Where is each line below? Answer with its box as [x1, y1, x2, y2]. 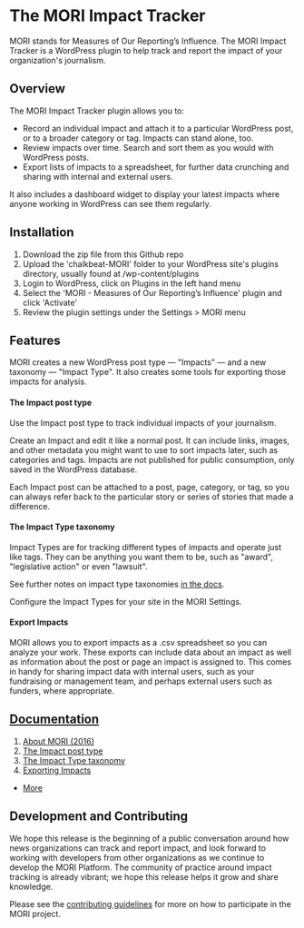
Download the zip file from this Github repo [22, 249, 184, 260]
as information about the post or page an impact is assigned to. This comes [9, 656, 292, 667]
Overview [9, 81, 66, 96]
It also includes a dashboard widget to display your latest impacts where [9, 188, 279, 200]
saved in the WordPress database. [9, 464, 138, 475]
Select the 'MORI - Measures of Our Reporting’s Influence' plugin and [22, 287, 282, 298]
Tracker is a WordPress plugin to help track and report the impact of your [9, 44, 283, 55]
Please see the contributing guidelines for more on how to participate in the [9, 898, 292, 909]
